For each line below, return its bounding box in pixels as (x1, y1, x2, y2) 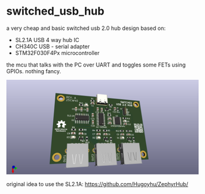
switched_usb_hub (6, 4, 105, 18)
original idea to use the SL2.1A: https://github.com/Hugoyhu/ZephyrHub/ (6, 181, 189, 187)
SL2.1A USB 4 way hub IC (15, 36, 79, 43)
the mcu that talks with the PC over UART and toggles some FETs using (6, 61, 186, 68)
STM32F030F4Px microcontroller (15, 49, 99, 56)
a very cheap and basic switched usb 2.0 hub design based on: (6, 24, 166, 32)
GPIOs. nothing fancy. (6, 67, 62, 74)
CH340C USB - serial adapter (15, 43, 90, 50)
